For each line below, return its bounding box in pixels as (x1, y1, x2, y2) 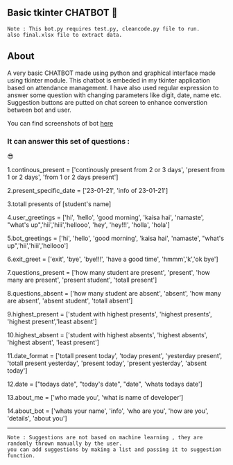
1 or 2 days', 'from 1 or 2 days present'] (7, 173, 119, 181)
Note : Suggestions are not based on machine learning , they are (7, 434, 203, 441)
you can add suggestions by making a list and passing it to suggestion (7, 446, 222, 453)
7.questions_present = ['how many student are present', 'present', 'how (7, 268, 210, 276)
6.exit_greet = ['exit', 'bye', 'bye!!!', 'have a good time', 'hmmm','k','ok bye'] (7, 255, 218, 263)
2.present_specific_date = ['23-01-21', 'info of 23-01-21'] (7, 186, 169, 194)
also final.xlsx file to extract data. (7, 31, 123, 38)
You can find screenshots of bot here (7, 119, 114, 127)
